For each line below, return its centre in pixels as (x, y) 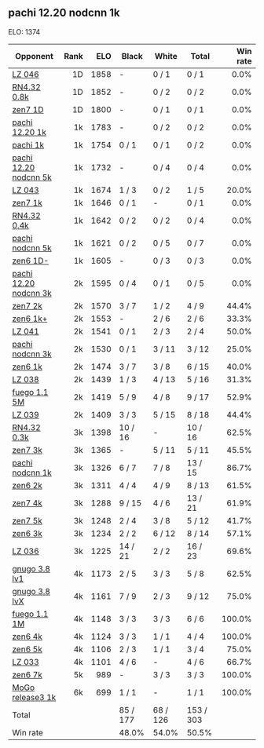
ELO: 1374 (24, 31)
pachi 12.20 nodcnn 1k (64, 13)
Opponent (34, 56)
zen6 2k (27, 485)
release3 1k (34, 697)
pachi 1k (28, 144)
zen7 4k (27, 503)
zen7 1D (28, 109)
